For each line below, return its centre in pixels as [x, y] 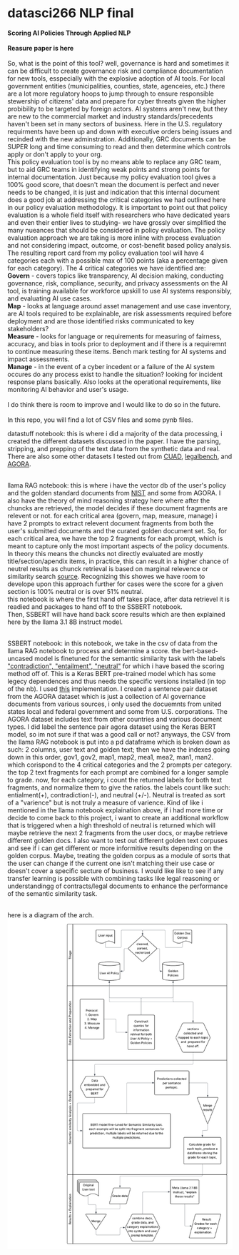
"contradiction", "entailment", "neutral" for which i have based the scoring [116, 666]
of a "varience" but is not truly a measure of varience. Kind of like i [105, 802]
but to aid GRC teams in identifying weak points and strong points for [109, 169]
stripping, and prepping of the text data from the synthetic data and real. [114, 448]
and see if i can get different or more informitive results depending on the [115, 848]
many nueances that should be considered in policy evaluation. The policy [116, 230]
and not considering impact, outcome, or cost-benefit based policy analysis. [119, 245]
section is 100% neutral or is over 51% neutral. [76, 591]
